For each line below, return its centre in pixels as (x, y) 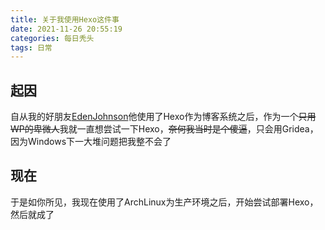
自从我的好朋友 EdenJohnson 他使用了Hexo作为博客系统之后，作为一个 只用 (163, 117)
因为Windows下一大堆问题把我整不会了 (91, 142)
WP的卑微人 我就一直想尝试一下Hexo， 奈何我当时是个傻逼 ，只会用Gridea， (164, 129)
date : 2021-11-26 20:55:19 (66, 29)
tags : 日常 (31, 47)
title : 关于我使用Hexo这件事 (65, 19)
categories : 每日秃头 (52, 38)
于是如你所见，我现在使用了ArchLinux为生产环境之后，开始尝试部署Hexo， (164, 202)
